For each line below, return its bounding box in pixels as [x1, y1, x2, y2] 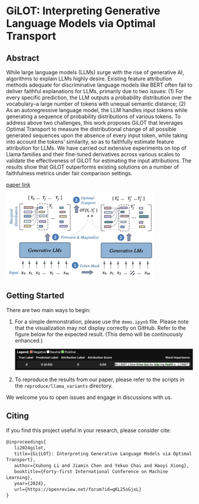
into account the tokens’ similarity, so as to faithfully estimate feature [6, 138, 174, 145]
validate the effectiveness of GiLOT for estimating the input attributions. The [6, 157, 192, 164]
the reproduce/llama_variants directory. [14, 382, 113, 389]
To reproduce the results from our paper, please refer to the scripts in [14, 376, 185, 383]
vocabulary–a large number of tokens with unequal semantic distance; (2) [6, 100, 186, 107]
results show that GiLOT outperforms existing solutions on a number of [6, 163, 179, 170]
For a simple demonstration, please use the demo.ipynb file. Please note [14, 318, 189, 325]
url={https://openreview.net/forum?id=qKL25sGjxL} [14, 486, 142, 492]
